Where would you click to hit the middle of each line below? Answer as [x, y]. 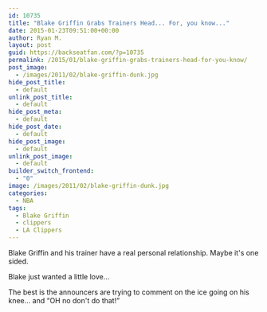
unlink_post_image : [41, 156]
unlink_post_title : [41, 97]
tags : [17, 208]
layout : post [30, 45]
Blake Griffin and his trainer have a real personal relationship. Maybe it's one [133, 253]
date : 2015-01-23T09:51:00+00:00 [64, 30]
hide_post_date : [35, 127]
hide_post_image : [37, 141]
